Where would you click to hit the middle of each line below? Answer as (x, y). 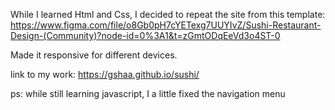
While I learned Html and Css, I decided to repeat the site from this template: (168, 14)
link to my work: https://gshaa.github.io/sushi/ (105, 74)
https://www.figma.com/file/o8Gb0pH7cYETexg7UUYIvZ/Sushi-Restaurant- (166, 25)
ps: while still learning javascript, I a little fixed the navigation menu (148, 93)
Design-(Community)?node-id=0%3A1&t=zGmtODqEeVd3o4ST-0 (145, 35)
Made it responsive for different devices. (94, 55)
